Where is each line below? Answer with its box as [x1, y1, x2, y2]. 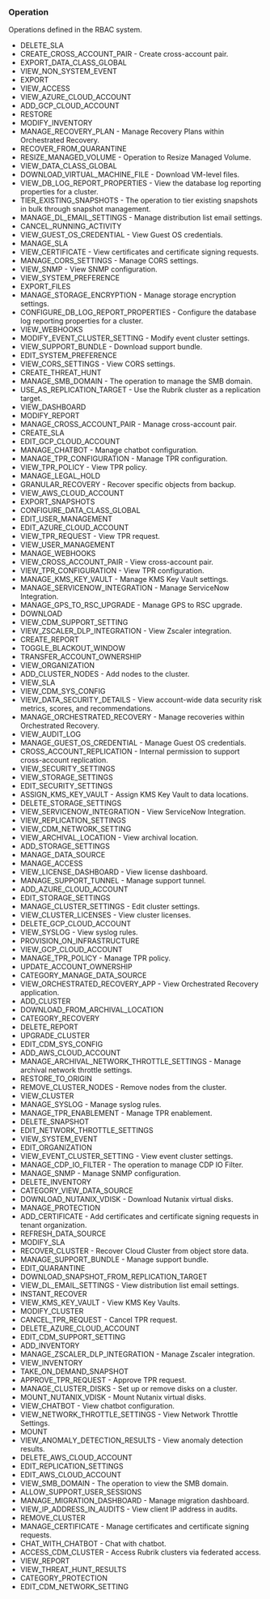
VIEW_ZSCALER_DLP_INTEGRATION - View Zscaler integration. [19, 626, 232, 636]
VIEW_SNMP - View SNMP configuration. [19, 264, 158, 274]
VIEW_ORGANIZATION [19, 661, 95, 670]
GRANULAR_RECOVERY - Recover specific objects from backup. [19, 480, 237, 490]
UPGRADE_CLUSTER [19, 1031, 91, 1041]
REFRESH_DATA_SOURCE [19, 1229, 107, 1238]
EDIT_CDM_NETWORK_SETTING [19, 1582, 129, 1592]
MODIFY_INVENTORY [19, 118, 93, 128]
